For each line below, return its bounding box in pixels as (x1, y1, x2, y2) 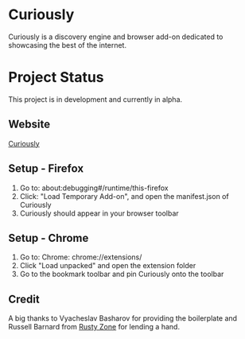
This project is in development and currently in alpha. (8, 94, 183, 104)
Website (8, 118, 50, 131)
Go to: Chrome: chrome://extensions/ (19, 252, 142, 262)
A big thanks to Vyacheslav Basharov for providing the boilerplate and (8, 314, 237, 323)
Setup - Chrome (8, 231, 89, 244)
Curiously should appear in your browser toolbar (19, 208, 179, 218)
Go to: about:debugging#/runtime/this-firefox (19, 183, 169, 193)
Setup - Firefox (8, 162, 84, 176)
